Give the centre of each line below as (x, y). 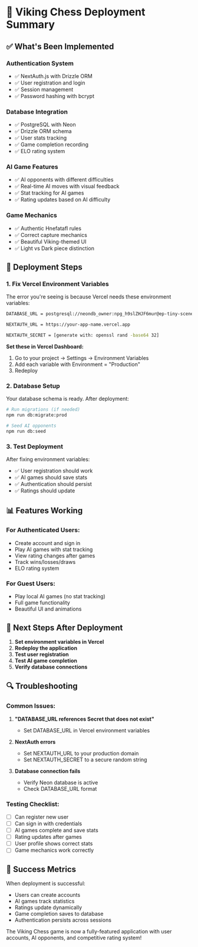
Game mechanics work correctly (54, 850)
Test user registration (42, 654)
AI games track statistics (44, 901)
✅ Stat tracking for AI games (49, 193)
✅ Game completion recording (52, 145)
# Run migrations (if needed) (43, 410)
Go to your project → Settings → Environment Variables (82, 358)
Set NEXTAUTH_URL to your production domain (81, 753)
